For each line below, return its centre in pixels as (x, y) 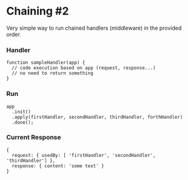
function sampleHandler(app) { (46, 63)
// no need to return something (53, 73)
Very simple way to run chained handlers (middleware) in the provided (94, 28)
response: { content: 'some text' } (58, 166)
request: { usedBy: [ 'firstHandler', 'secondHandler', (84, 155)
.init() (22, 112)
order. (14, 34)
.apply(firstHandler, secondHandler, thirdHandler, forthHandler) (97, 117)
